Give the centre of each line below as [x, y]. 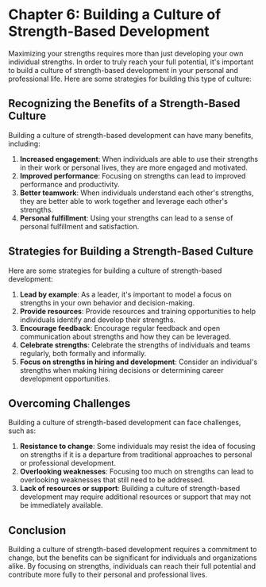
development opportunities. [65, 378]
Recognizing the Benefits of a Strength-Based [124, 104]
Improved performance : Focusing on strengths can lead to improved [133, 175]
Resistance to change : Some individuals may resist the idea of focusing [137, 447]
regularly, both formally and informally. [83, 353]
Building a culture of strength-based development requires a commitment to [133, 550]
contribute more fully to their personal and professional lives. [108, 575]
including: [25, 144]
